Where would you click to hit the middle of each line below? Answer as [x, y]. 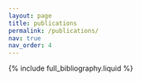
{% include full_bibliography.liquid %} [71, 68]
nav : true [25, 38]
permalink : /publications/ [54, 30]
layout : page [30, 16]
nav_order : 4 [30, 46]
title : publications [43, 23]
